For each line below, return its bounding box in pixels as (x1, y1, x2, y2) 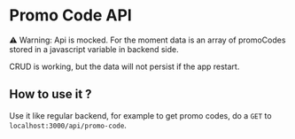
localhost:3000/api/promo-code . (9, 120, 127, 130)
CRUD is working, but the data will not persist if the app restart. (9, 61, 240, 72)
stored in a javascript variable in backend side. (9, 43, 179, 54)
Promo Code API (9, 5, 133, 26)
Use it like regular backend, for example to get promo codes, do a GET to (9, 110, 272, 120)
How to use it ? (9, 87, 92, 102)
